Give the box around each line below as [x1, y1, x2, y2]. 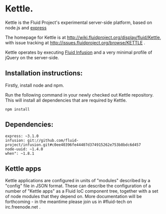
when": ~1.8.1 [5, 151, 35, 156]
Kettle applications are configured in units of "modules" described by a [5, 178, 151, 184]
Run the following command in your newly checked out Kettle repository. [5, 92, 154, 98]
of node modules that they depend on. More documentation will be [5, 194, 142, 200]
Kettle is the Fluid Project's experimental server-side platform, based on [5, 19, 153, 25]
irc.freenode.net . [5, 204, 41, 210]
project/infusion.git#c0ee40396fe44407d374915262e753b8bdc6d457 [5, 142, 141, 147]
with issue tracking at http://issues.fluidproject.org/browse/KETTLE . [5, 39, 146, 45]
